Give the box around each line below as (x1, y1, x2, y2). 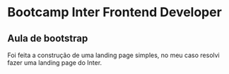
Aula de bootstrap (7, 32, 88, 44)
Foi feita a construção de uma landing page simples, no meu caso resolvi (7, 51, 221, 59)
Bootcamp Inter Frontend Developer (7, 4, 223, 20)
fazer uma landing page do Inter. (7, 58, 102, 67)
